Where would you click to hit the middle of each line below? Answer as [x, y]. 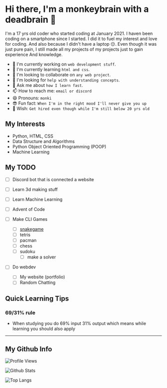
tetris [25, 235]
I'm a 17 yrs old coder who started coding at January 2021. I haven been [79, 33]
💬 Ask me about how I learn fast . [48, 85]
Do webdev [24, 267]
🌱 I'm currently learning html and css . [51, 69]
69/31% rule [20, 313]
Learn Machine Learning [38, 199]
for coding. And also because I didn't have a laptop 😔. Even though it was [81, 44]
